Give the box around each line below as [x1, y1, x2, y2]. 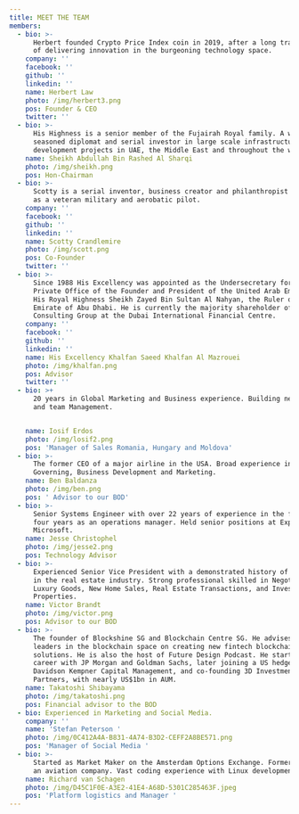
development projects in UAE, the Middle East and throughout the [32, 145, 285, 154]
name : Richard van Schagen [25, 775, 125, 784]
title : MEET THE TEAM [9, 12, 90, 22]
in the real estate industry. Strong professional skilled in [32, 576, 269, 585]
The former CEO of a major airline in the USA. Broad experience [32, 460, 280, 469]
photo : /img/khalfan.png [25, 361, 117, 370]
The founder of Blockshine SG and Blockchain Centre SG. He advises [32, 634, 293, 643]
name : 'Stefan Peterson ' [25, 725, 122, 734]
